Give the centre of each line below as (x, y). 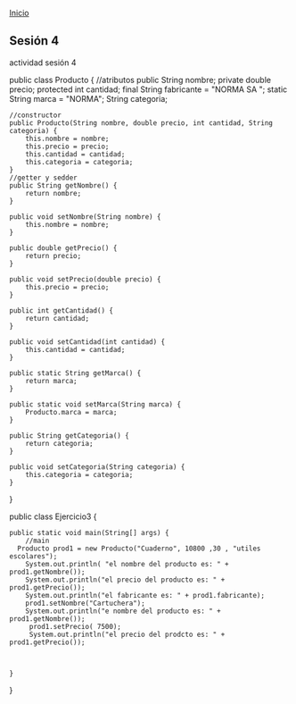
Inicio (19, 13)
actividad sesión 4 (43, 63)
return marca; (51, 381)
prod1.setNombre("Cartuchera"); (85, 603)
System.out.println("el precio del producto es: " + (125, 580)
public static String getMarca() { (75, 373)
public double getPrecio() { (63, 248)
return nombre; (53, 193)
